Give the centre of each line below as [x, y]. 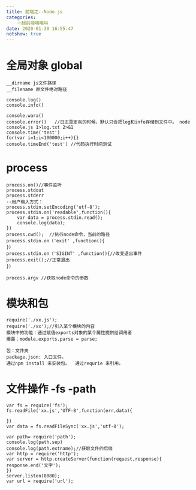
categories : [21, 17]
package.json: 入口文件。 [36, 357]
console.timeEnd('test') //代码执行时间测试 [59, 145]
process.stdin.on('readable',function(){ [59, 212]
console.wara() [25, 116]
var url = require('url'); [40, 481]
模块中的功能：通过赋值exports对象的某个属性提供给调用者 [69, 333]
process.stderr [25, 196]
